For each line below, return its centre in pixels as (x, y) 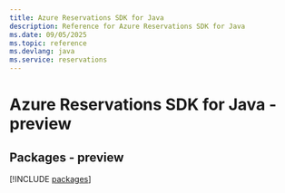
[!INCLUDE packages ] (50, 179)
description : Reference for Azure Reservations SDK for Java (128, 26)
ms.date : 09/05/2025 (49, 34)
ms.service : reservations (58, 60)
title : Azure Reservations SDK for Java (87, 18)
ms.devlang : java (42, 52)
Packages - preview (67, 157)
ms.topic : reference (49, 43)
